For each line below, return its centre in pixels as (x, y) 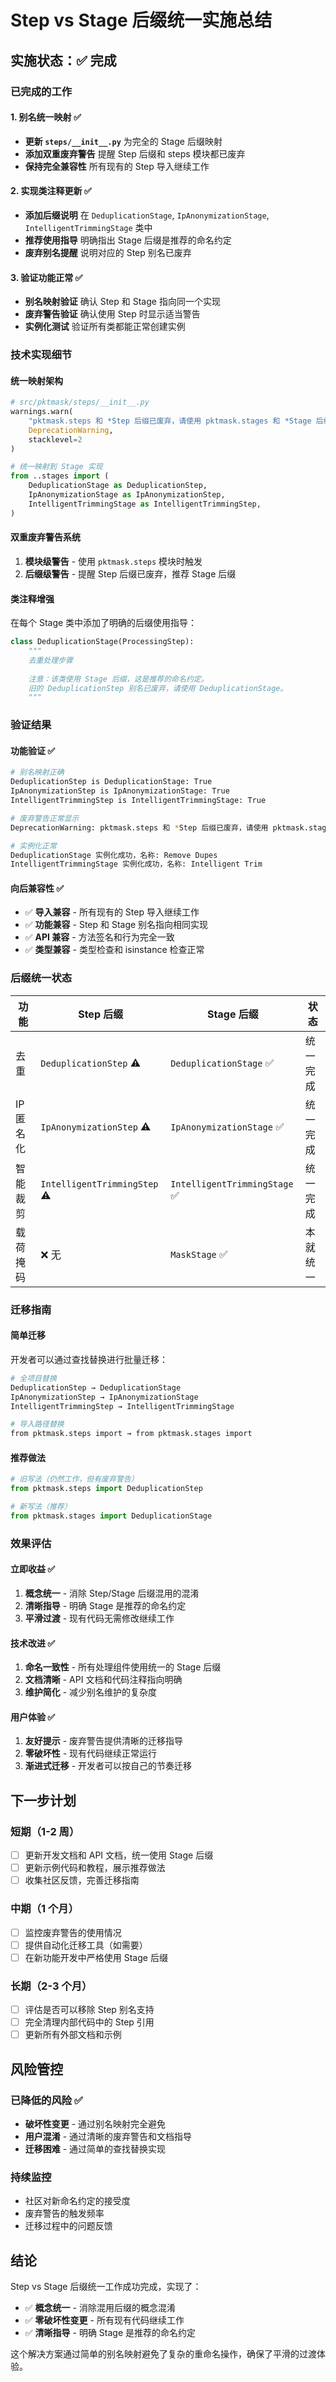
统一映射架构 (36, 380)
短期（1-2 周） (45, 1831)
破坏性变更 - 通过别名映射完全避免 (95, 2123)
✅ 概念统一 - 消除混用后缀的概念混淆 (100, 2308)
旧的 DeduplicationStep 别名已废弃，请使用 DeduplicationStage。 (158, 688)
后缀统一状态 (41, 978)
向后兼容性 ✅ (37, 888)
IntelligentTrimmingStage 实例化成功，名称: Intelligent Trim (136, 864)
